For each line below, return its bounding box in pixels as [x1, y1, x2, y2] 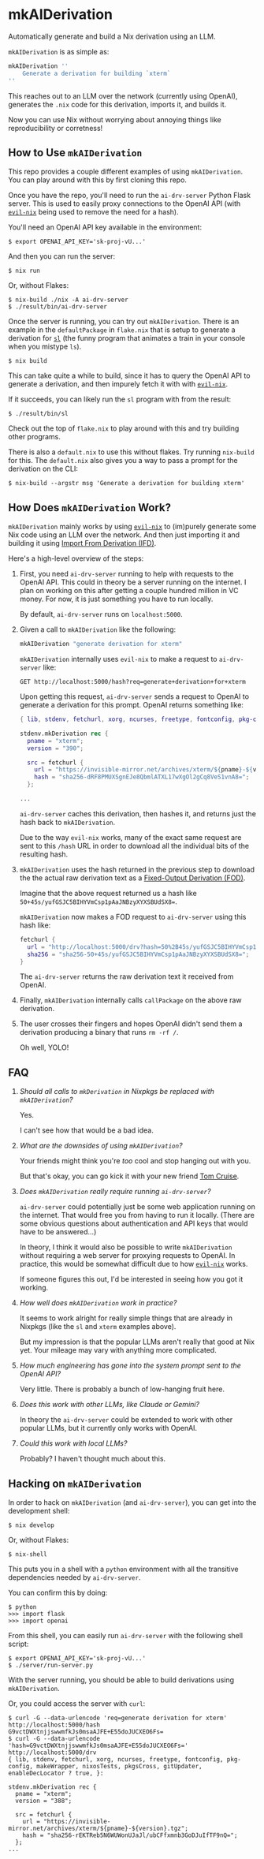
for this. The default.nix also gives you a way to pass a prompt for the [8, 456, 238, 465]
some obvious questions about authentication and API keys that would [19, 1219, 248, 1228]
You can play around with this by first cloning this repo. [8, 175, 188, 185]
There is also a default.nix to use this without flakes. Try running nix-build [8, 447, 255, 457]
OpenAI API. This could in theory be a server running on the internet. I [19, 577, 247, 587]
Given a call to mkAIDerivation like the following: [19, 625, 177, 634]
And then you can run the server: [8, 252, 116, 261]
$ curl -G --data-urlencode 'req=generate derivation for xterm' [8, 1714, 227, 1723]
